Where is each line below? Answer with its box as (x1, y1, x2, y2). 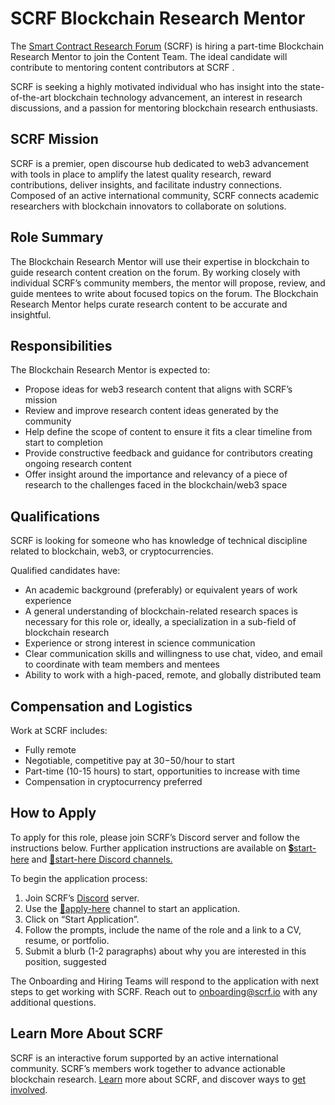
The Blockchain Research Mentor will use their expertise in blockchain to (10, 255, 310, 267)
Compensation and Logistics (10, 698, 193, 715)
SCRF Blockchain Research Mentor (10, 7, 306, 30)
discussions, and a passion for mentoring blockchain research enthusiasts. (10, 102, 319, 114)
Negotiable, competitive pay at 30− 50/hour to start (24, 755, 235, 766)
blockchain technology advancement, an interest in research (53, 91, 303, 103)
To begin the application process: (10, 872, 148, 884)
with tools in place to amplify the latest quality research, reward (10, 168, 272, 180)
